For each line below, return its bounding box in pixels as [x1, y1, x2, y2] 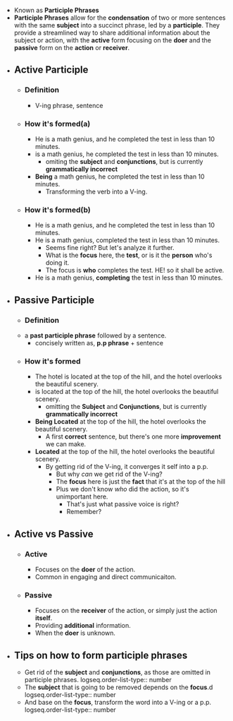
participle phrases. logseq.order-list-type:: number [24, 676, 172, 684]
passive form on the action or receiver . [13, 44, 130, 52]
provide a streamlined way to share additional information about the [13, 28, 210, 37]
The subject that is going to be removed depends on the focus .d [24, 683, 213, 691]
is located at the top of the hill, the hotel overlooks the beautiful [34, 388, 219, 396]
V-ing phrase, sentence [34, 101, 103, 109]
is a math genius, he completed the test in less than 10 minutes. [34, 150, 220, 158]
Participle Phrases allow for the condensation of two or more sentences [13, 13, 226, 22]
